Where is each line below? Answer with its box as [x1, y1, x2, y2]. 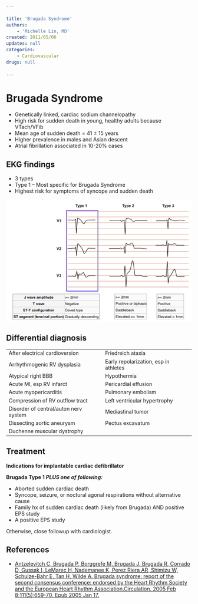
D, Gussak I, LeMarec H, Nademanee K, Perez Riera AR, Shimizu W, [14, 566, 178, 574]
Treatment [6, 447, 45, 457]
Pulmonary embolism [105, 389, 157, 396]
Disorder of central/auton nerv [8, 405, 82, 412]
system [8, 411, 27, 418]
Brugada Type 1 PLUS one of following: [6, 473, 103, 480]
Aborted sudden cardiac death [14, 485, 90, 492]
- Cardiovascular [16, 53, 60, 59]
